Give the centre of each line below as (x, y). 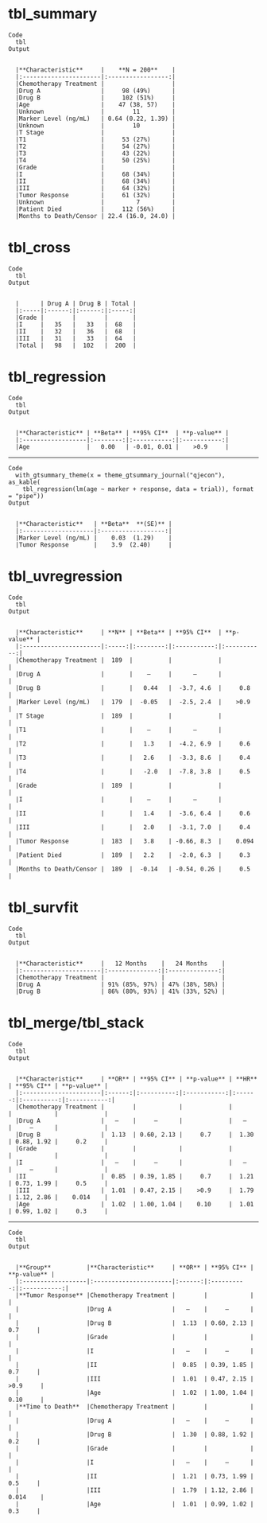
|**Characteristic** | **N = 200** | (96, 70)
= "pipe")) (26, 496)
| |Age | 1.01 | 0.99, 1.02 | (135, 1504)
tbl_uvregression (66, 576)
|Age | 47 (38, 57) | (96, 104)
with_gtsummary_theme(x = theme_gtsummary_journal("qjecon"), (120, 475)
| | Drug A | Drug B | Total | (76, 303)
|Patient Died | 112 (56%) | (96, 209)
